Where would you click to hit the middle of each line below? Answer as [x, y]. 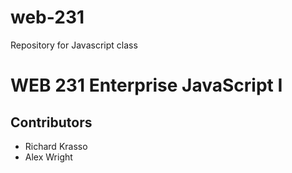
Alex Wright [48, 157]
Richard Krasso [56, 146]
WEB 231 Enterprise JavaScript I [146, 85]
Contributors [51, 122]
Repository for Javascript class [74, 45]
